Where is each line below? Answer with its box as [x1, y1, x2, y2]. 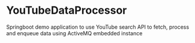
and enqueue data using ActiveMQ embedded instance [6, 29, 143, 36]
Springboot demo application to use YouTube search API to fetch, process [6, 23, 190, 30]
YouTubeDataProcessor [6, 4, 127, 17]
